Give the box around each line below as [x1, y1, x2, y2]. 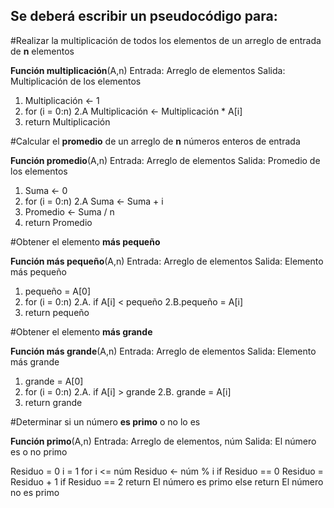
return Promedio [24, 216, 93, 228]
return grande [24, 396, 83, 408]
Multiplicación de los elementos [10, 75, 142, 87]
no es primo [10, 486, 60, 498]
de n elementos [10, 45, 75, 57]
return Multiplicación [24, 115, 111, 128]
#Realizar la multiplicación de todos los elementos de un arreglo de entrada [10, 34, 322, 46]
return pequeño [24, 306, 90, 318]
